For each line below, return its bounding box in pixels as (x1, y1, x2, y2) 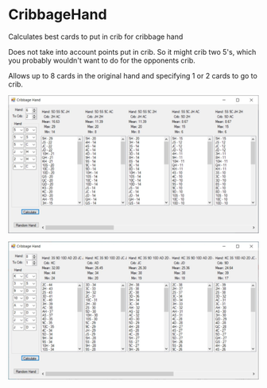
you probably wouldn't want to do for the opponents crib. (8, 56, 196, 65)
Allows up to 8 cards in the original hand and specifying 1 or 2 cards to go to (8, 71, 258, 80)
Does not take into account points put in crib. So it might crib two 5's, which (8, 47, 257, 56)
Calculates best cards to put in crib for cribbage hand (8, 32, 184, 41)
